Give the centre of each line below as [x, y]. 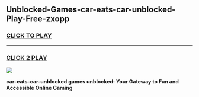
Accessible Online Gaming [39, 88]
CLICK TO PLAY [29, 36]
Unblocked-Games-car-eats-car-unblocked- [91, 10]
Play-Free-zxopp [38, 19]
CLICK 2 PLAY [27, 58]
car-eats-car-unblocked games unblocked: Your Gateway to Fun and [93, 81]
